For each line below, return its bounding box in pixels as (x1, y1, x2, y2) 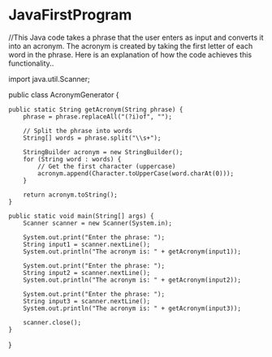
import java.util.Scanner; (8, 74, 91, 84)
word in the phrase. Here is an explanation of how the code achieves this (8, 49, 253, 59)
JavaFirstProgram (8, 6, 132, 24)
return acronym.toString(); (23, 191, 118, 199)
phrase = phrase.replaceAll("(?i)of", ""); (23, 112, 173, 121)
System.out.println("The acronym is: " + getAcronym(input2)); (23, 276, 242, 284)
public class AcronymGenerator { (8, 89, 119, 99)
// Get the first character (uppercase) (37, 162, 176, 170)
